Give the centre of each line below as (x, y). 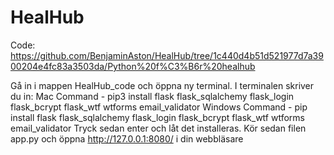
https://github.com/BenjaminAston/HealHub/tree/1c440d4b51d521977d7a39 (167, 55)
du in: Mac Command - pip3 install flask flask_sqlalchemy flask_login (152, 96)
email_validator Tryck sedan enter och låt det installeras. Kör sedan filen (158, 128)
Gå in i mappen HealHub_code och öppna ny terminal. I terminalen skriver (162, 85)
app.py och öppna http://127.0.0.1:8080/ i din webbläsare (127, 138)
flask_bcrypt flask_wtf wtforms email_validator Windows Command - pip (159, 107)
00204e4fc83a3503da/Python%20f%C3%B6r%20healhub (133, 66)
